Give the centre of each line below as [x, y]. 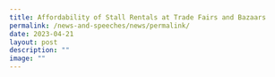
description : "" [39, 50]
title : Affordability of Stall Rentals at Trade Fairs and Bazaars [138, 17]
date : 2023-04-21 [42, 34]
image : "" [28, 58]
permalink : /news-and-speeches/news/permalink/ [100, 26]
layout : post [34, 42]
